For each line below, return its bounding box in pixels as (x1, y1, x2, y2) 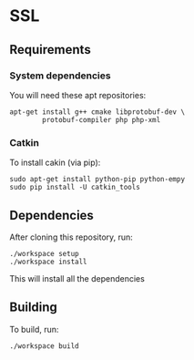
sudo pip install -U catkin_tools (9, 183, 141, 192)
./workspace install (9, 257, 88, 266)
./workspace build (9, 341, 79, 351)
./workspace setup (9, 249, 79, 258)
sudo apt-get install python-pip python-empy (9, 175, 185, 184)
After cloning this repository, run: (9, 231, 134, 242)
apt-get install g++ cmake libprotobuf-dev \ (9, 107, 185, 117)
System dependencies (9, 69, 111, 82)
